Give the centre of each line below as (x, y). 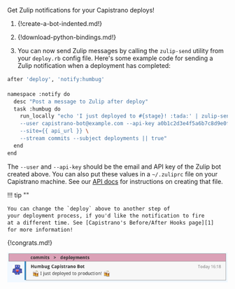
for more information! (40, 230)
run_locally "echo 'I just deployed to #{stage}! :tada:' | (109, 116)
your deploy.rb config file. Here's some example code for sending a (115, 58)
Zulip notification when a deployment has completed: (94, 65)
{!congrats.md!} (30, 242)
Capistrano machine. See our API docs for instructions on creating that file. (115, 181)
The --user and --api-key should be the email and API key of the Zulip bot (114, 167)
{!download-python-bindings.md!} (67, 37)
